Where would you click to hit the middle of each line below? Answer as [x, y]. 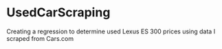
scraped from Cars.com [40, 38]
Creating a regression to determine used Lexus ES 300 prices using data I [111, 31]
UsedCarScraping [58, 13]
